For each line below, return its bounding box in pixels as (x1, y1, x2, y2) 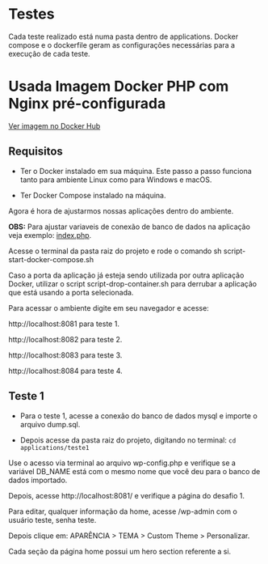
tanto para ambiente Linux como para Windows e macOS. (19, 175, 212, 184)
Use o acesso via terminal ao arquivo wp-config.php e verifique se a (8, 458, 237, 468)
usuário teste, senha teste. (8, 515, 97, 524)
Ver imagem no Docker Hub (8, 121, 101, 130)
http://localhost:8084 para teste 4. (8, 366, 123, 375)
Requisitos (8, 145, 63, 159)
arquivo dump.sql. (19, 419, 81, 429)
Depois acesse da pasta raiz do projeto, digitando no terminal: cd (19, 435, 237, 445)
